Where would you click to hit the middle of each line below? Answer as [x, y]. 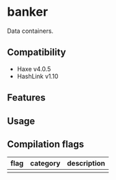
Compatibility [37, 52]
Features [26, 98]
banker [28, 12]
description [86, 164]
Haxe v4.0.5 [34, 68]
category [45, 164]
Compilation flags [45, 144]
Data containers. [30, 31]
